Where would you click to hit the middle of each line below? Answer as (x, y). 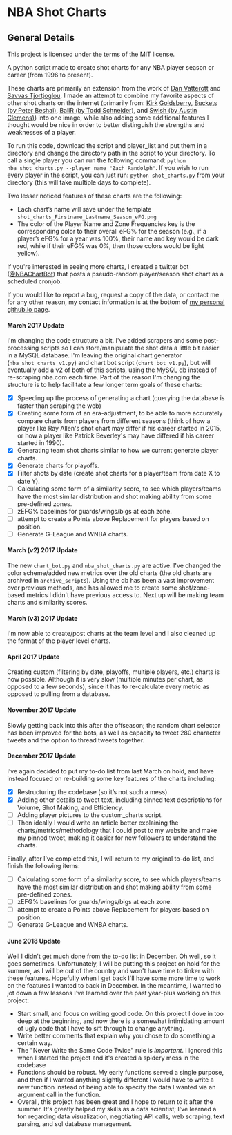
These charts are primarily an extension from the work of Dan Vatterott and (114, 88)
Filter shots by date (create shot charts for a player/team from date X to (118, 473)
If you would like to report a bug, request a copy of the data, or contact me (113, 295)
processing (23, 348)
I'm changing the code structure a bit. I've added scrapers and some (105, 341)
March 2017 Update (36, 325)
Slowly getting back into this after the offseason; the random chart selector (114, 725)
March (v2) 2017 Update (42, 550)
